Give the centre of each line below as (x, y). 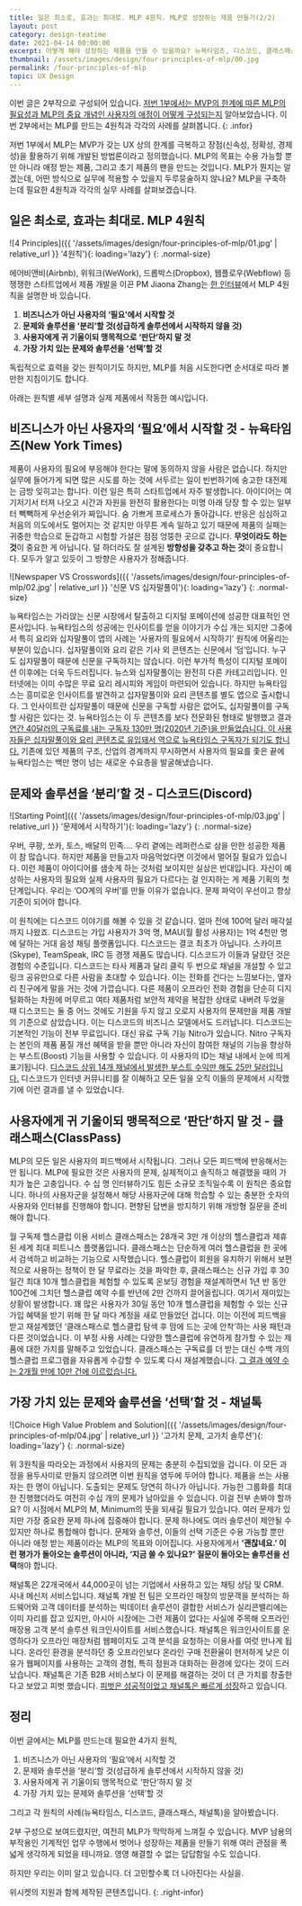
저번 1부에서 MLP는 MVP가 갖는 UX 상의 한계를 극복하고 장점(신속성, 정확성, (142, 144)
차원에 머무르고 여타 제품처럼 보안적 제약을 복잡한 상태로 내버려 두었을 (163, 1000)
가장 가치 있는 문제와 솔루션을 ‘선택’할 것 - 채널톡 (136, 1403)
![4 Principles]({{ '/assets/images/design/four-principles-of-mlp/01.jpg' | (143, 243)
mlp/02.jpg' (31, 588)
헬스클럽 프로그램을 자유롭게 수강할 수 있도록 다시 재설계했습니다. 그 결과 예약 (145, 1360)
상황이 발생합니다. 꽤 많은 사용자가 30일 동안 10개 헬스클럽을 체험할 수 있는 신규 (149, 1304)
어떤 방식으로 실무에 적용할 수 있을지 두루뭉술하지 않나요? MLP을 (149, 178)
